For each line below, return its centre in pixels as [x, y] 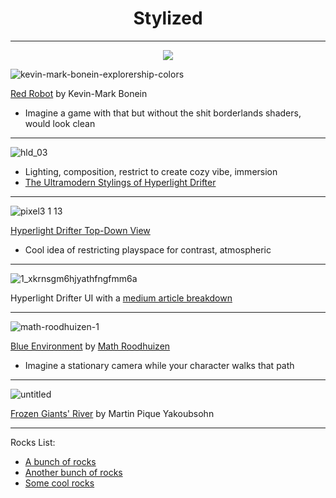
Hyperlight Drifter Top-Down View [80, 230]
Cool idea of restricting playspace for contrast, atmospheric [148, 249]
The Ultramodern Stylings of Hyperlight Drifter [120, 182]
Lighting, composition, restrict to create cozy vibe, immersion [151, 171]
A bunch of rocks [60, 461]
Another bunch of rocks [73, 472]
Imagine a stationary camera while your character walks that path [159, 365]
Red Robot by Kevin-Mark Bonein [79, 93]
